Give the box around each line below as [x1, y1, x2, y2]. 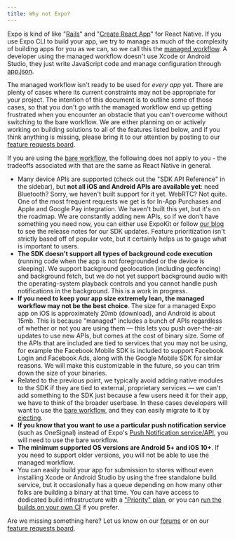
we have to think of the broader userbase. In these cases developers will [17, 398, 228, 407]
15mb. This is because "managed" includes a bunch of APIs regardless [17, 317, 222, 325]
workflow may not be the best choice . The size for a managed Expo [17, 301, 216, 310]
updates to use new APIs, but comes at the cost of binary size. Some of [17, 331, 224, 340]
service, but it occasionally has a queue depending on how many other [17, 480, 223, 488]
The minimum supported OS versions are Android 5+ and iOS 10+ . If [17, 443, 220, 451]
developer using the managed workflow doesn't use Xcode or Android [7, 52, 210, 60]
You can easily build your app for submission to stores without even [17, 465, 214, 474]
